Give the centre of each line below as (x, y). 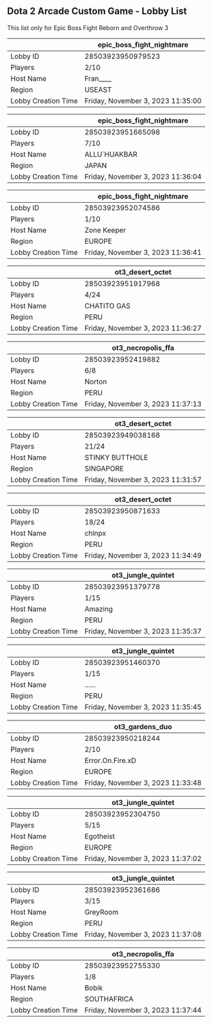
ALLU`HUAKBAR (111, 154)
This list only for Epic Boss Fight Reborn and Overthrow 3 (88, 27)
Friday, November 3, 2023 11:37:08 (143, 934)
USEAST (98, 90)
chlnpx (95, 533)
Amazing (99, 609)
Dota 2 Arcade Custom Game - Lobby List (97, 11)
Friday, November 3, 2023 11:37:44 (143, 1010)
